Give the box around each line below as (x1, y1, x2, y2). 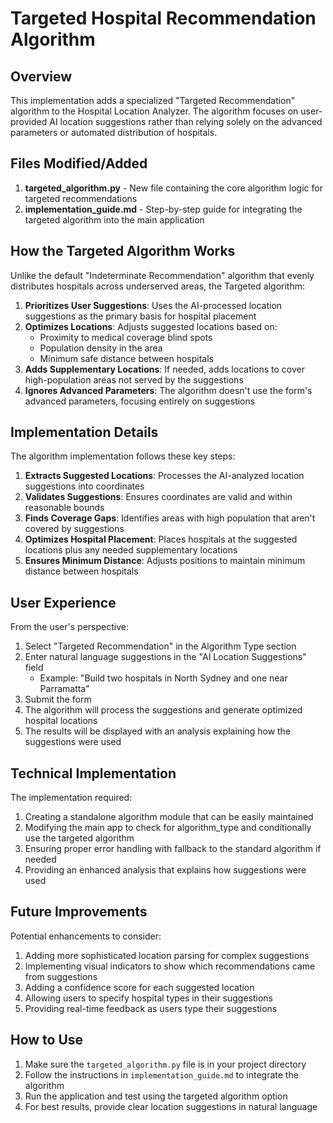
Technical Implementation (10, 765, 177, 782)
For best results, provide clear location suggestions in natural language (24, 1100, 318, 1112)
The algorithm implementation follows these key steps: (10, 450, 236, 462)
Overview (10, 68, 73, 85)
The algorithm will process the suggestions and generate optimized (24, 704, 303, 716)
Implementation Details (10, 424, 159, 441)
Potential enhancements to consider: (10, 930, 162, 942)
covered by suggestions (24, 523, 125, 535)
